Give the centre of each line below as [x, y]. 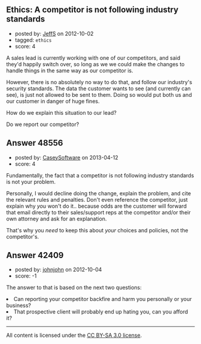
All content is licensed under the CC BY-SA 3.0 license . [74, 335]
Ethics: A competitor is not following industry [92, 10]
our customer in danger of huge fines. [53, 101]
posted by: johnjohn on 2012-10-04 [58, 270]
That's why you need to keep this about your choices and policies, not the [97, 230]
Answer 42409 [35, 255]
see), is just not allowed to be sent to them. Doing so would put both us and [99, 94]
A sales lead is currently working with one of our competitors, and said [93, 58]
